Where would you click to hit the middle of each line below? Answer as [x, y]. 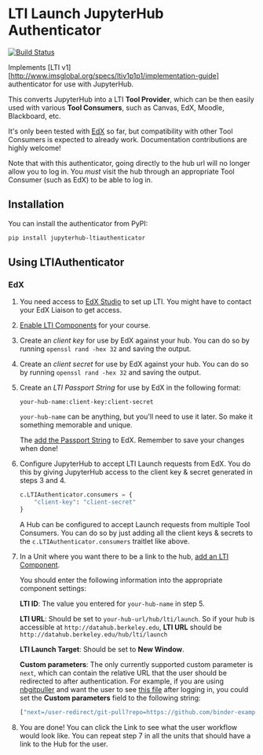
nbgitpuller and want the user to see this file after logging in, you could [134, 689]
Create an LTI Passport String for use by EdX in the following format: [130, 388]
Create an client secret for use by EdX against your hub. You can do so [134, 364]
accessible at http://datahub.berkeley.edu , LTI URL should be [121, 627]
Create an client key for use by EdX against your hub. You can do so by [134, 341]
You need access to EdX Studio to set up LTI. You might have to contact [135, 302]
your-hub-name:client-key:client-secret [86, 402]
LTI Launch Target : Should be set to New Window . [102, 649]
